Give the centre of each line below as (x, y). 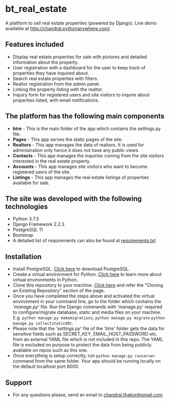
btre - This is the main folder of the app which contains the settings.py (87, 129)
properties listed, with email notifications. (56, 100)
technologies (27, 206)
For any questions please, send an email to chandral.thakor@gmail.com (88, 395)
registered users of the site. (41, 172)
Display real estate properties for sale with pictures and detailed (80, 57)
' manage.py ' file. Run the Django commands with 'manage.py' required (88, 307)
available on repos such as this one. (50, 350)
